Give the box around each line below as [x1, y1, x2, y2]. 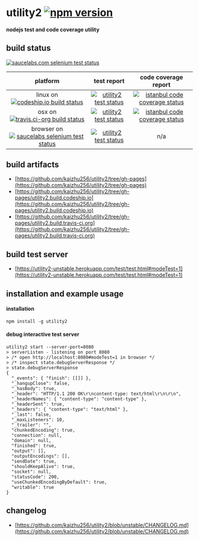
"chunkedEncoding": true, [11, 428, 76, 434]
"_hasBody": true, [11, 386, 57, 392]
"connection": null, [11, 432, 62, 439]
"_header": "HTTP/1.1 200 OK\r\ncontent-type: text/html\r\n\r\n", [11, 391, 182, 397]
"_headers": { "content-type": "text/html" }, [11, 407, 129, 413]
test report [94, 77, 125, 85]
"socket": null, [11, 469, 52, 475]
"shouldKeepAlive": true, [11, 464, 76, 470]
